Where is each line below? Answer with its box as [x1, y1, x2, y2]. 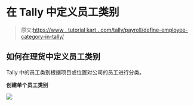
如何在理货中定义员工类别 [6, 52, 100, 62]
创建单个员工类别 [6, 81, 48, 88]
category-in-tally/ [20, 33, 64, 40]
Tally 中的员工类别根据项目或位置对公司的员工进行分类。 [6, 68, 145, 76]
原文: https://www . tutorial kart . [20, 26, 100, 33]
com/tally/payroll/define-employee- [100, 26, 188, 33]
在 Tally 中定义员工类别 [6, 5, 119, 19]
